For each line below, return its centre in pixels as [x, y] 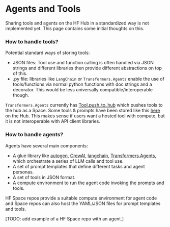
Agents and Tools [43, 9]
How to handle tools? [32, 41]
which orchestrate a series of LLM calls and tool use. [68, 161]
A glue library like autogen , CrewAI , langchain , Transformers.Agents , [84, 156]
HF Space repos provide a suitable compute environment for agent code [81, 198]
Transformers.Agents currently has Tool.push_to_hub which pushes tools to [84, 105]
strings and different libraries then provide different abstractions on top [87, 68]
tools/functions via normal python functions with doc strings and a [82, 84]
